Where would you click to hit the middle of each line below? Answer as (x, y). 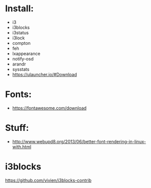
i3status (20, 32)
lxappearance (26, 53)
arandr (19, 64)
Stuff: (17, 128)
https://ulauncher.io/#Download (45, 74)
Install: (19, 9)
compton (21, 43)
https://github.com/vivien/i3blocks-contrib (48, 180)
